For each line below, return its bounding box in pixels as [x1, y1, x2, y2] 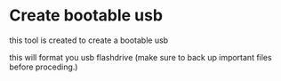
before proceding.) [9, 61, 78, 72]
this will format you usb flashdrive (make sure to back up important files [9, 52, 273, 62]
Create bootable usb [9, 5, 163, 26]
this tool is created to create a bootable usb [9, 35, 169, 45]
